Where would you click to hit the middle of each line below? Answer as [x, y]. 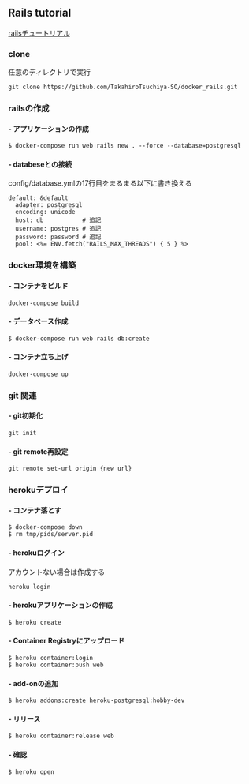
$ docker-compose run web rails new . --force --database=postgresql [125, 146]
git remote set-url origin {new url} [70, 469]
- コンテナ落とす [35, 510]
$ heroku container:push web [56, 665]
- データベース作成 [38, 321]
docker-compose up [38, 374]
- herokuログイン [36, 553]
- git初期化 [26, 416]
